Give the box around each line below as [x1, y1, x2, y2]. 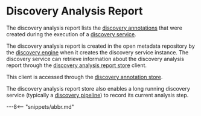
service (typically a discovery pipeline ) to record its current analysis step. [6, 91, 189, 98]
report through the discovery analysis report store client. [6, 62, 147, 69]
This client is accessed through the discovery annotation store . [6, 73, 163, 80]
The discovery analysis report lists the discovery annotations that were [6, 24, 183, 31]
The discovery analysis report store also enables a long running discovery [6, 85, 190, 92]
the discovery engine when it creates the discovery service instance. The [6, 48, 189, 56]
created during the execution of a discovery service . [6, 30, 137, 37]
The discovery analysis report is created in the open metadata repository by [6, 42, 195, 50]
